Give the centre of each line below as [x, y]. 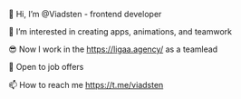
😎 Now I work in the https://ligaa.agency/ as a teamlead [113, 49]
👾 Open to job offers [46, 67]
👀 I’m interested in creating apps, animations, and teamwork [120, 31]
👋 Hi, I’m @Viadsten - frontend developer [85, 14]
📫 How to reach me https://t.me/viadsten [86, 85]
